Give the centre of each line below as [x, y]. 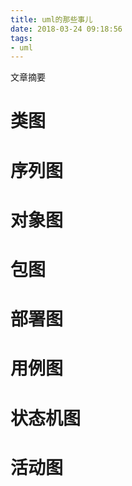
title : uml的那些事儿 [51, 19]
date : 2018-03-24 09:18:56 [66, 29]
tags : [21, 38]
